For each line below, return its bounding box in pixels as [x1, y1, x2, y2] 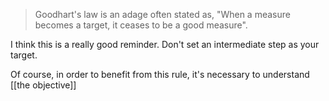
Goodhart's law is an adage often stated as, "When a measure [34, 9, 291, 20]
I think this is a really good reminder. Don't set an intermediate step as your [10, 39, 320, 50]
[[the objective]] [10, 79, 77, 91]
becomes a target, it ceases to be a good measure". [34, 19, 248, 31]
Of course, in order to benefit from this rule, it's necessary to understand [10, 69, 310, 80]
